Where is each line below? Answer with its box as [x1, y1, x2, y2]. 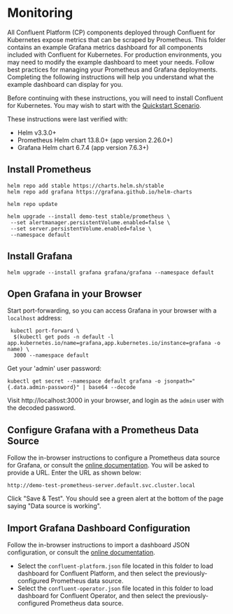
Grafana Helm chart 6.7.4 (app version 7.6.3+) [17, 143, 149, 151]
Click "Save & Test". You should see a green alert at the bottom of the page [7, 494, 224, 503]
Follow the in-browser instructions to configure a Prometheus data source [7, 453, 220, 462]
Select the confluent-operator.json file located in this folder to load [17, 584, 213, 592]
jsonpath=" [163, 378, 196, 385]
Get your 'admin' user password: [7, 364, 101, 373]
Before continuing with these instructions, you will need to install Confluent [7, 93, 224, 102]
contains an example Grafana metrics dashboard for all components [7, 43, 204, 51]
